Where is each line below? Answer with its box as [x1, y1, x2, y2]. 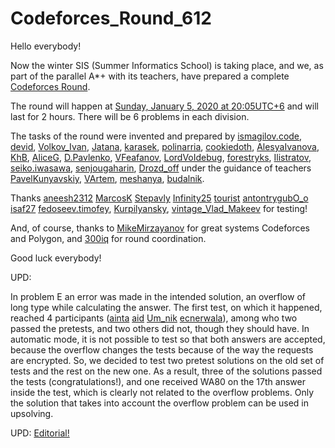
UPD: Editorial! [10, 427, 70, 439]
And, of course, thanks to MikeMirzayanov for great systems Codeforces [10, 222, 310, 234]
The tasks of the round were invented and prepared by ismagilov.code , [10, 130, 303, 142]
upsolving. [10, 407, 54, 419]
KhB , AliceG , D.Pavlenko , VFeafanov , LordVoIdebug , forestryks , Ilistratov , [10, 151, 312, 163]
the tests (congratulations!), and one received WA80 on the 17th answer [10, 375, 306, 387]
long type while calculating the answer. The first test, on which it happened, [10, 301, 323, 313]
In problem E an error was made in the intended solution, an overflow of [10, 290, 306, 302]
